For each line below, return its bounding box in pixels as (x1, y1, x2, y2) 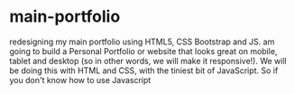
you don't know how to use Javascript (9, 74, 152, 85)
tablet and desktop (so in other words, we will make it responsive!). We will (9, 55, 287, 66)
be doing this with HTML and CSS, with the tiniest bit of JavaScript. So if (9, 65, 279, 76)
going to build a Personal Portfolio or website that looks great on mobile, (9, 45, 278, 56)
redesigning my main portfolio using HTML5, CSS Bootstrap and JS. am (9, 36, 275, 47)
